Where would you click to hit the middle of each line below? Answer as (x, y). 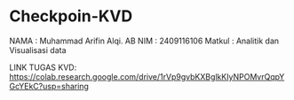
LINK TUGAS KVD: (43, 67)
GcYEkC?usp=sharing (49, 86)
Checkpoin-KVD (71, 16)
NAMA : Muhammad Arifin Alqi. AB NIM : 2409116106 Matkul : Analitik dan (144, 41)
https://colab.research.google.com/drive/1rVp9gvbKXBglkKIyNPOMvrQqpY (147, 76)
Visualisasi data (38, 50)
